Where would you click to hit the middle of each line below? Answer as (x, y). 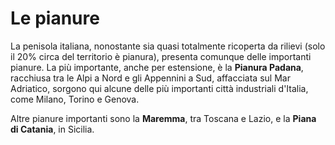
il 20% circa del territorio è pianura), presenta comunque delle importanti (161, 56)
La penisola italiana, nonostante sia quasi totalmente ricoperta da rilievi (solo (168, 46)
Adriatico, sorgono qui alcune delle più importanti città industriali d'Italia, (159, 88)
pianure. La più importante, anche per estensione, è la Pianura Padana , (157, 67)
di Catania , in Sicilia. (52, 129)
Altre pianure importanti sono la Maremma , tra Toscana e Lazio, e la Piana (163, 118)
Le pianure (55, 18)
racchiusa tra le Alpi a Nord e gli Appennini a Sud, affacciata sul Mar (150, 78)
